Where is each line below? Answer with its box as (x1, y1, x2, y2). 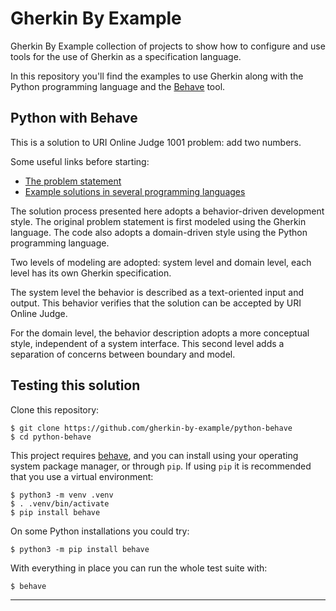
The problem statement (24, 175, 122, 187)
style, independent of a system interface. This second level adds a (10, 337, 285, 349)
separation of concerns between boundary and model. (10, 348, 236, 360)
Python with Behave (10, 110, 138, 127)
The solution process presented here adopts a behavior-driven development (10, 205, 325, 217)
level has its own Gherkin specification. (10, 267, 172, 279)
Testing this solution (10, 377, 141, 394)
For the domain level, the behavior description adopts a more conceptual (10, 327, 310, 339)
